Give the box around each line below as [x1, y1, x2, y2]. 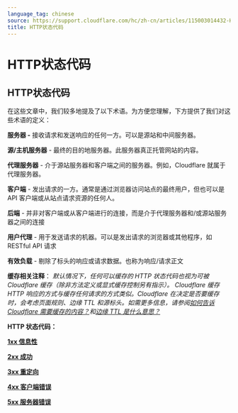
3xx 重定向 [7, 368, 39, 376]
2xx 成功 [7, 353, 33, 361]
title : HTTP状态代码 [7, 23, 64, 31]
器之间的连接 [7, 218, 45, 226]
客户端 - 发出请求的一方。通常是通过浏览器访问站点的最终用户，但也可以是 [7, 185, 225, 194]
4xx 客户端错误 [7, 382, 52, 391]
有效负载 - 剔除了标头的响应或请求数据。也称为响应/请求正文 [7, 257, 184, 265]
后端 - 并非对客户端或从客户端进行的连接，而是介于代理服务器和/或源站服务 [7, 209, 227, 217]
